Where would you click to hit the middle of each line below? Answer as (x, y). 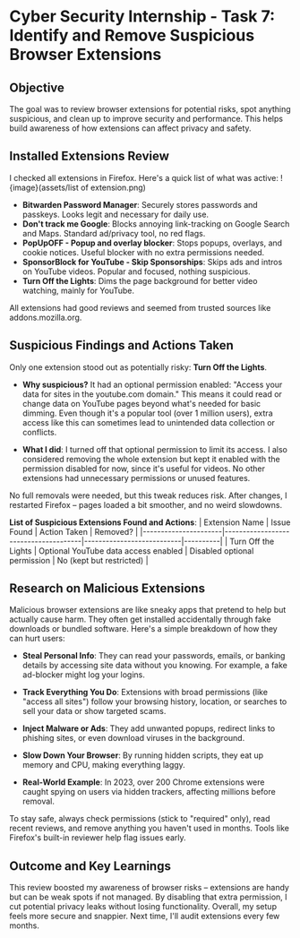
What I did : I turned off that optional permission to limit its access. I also (155, 449)
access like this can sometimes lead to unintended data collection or (149, 422)
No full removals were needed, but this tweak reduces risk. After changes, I (148, 495)
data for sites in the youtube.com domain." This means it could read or (152, 394)
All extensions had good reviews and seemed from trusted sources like (140, 307)
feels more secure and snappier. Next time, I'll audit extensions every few (145, 916)
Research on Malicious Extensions (107, 589)
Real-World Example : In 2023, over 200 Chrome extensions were (143, 782)
